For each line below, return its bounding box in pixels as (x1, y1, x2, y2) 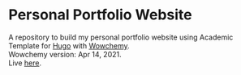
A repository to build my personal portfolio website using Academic (8, 32, 234, 42)
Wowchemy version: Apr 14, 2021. (8, 49, 122, 59)
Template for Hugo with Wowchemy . (8, 40, 130, 50)
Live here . (8, 58, 42, 68)
